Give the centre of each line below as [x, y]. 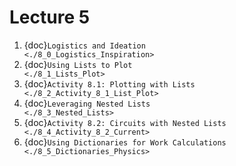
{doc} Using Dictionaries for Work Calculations [125, 142]
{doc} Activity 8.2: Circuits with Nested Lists [125, 122]
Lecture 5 [50, 17]
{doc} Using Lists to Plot [78, 64]
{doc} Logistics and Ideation [84, 45]
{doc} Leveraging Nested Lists [87, 103]
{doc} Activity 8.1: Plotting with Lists [109, 83]
